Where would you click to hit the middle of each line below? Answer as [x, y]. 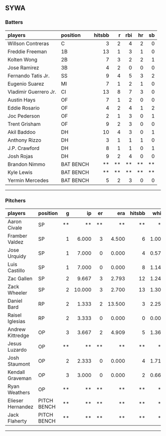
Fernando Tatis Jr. [29, 75]
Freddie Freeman [27, 52]
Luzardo [17, 350]
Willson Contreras [28, 43]
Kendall [16, 372]
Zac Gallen [20, 278]
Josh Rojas [20, 156]
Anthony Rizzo [24, 140]
